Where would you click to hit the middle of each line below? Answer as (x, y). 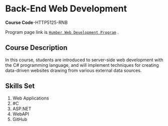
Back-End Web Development (66, 9)
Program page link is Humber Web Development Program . (62, 32)
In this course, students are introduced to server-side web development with (84, 60)
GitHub (20, 119)
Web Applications (31, 98)
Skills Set (20, 86)
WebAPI (21, 114)
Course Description (36, 48)
